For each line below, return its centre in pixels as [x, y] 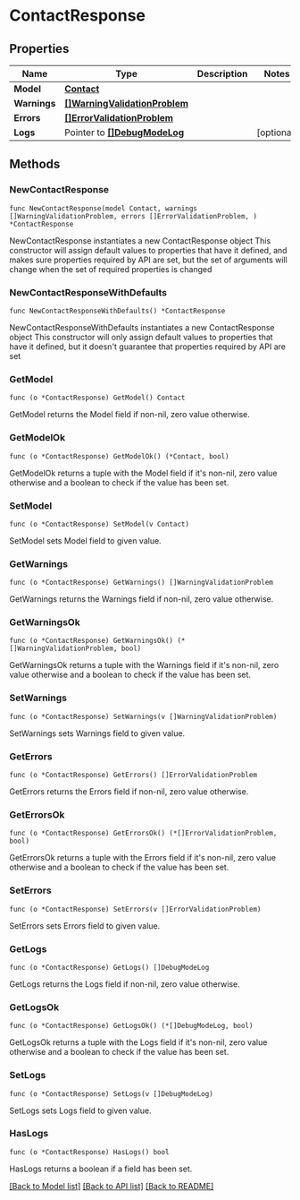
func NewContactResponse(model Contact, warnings [104, 208]
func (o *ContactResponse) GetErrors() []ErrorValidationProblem [133, 776]
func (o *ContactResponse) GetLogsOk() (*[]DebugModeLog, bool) [131, 1026]
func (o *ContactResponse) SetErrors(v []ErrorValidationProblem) [135, 909]
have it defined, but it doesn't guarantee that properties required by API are [147, 347]
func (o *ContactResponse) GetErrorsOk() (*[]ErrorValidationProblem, [143, 834]
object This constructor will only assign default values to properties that [142, 337]
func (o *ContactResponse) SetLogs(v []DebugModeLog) [112, 1093]
